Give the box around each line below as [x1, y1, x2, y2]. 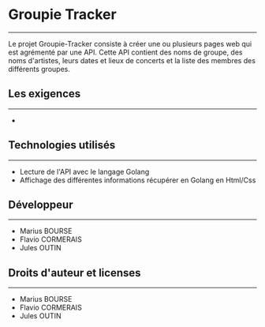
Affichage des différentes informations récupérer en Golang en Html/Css [19, 175, 256, 185]
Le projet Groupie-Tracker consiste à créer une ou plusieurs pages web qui [8, 39, 252, 48]
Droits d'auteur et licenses [8, 266, 141, 280]
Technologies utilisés [8, 138, 116, 152]
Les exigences [8, 87, 81, 100]
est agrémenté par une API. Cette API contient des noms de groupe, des [8, 47, 243, 57]
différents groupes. [8, 64, 71, 73]
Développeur [8, 197, 73, 211]
